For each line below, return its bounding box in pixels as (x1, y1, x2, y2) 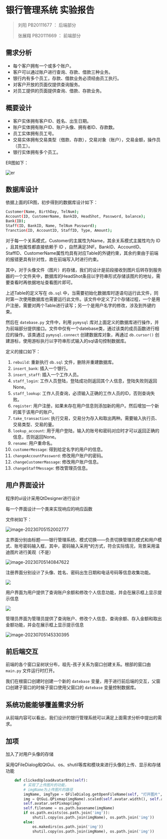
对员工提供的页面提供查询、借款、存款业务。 (12, 88, 105, 94)
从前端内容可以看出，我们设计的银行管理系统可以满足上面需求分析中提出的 (5, 715, 158, 721)
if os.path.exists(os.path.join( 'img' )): (23, 811, 111, 816)
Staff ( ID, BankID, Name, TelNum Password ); (5, 223, 97, 228)
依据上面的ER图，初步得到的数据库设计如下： (5, 199, 98, 205)
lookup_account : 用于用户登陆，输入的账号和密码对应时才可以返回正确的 (12, 427, 160, 434)
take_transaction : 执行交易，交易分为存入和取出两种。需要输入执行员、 (12, 415, 160, 421)
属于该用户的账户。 (17, 409, 56, 415)
